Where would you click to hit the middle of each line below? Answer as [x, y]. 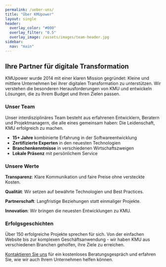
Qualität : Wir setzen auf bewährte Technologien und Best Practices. [75, 192]
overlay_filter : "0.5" [33, 33]
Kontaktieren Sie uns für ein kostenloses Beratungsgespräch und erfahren [81, 254]
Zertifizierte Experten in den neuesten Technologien [66, 143]
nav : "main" [22, 46]
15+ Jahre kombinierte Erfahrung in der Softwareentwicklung [75, 137]
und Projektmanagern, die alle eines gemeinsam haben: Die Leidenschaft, [80, 123]
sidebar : [14, 42]
